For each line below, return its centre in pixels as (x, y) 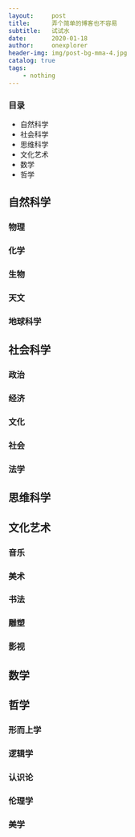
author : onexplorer (48, 46)
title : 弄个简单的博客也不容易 (63, 23)
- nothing (39, 76)
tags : (17, 68)
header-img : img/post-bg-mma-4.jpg (68, 53)
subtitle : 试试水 (39, 31)
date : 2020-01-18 (48, 38)
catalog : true (32, 61)
